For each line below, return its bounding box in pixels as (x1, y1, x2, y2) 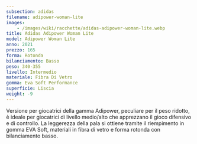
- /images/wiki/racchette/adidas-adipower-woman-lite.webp (17, 25, 166, 31)
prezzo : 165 (6, 47, 35, 53)
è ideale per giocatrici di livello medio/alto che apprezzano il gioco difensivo (6, 113, 192, 120)
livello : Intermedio (6, 69, 57, 75)
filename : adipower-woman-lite (6, 14, 83, 20)
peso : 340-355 (6, 63, 41, 70)
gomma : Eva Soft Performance (6, 80, 78, 86)
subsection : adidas (6, 8, 54, 15)
